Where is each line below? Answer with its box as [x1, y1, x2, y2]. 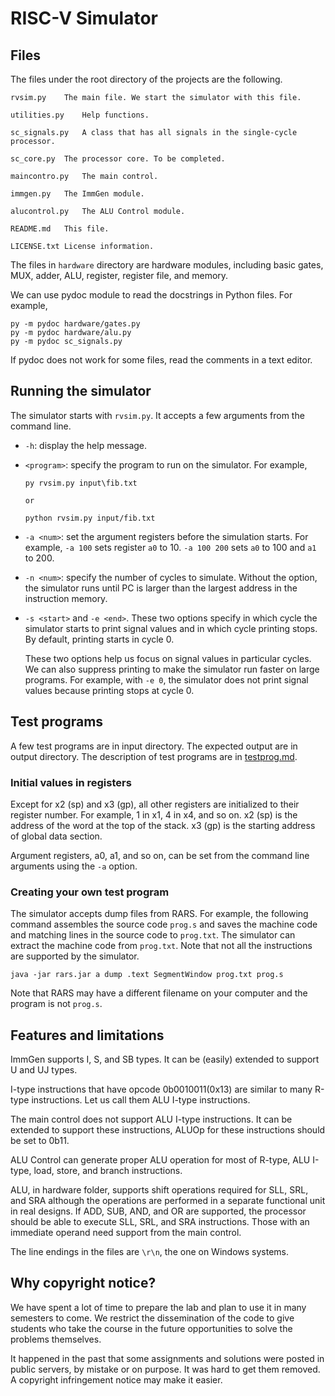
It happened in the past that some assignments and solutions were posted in [10, 1352, 325, 1364]
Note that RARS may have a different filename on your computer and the [10, 987, 308, 999]
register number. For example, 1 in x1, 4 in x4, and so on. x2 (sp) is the [10, 808, 298, 821]
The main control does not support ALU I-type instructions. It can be [10, 1113, 293, 1126]
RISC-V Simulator [10, 7, 158, 30]
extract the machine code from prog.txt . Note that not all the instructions [10, 940, 313, 952]
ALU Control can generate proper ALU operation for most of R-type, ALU [10, 1154, 311, 1166]
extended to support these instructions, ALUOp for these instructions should [10, 1124, 326, 1136]
